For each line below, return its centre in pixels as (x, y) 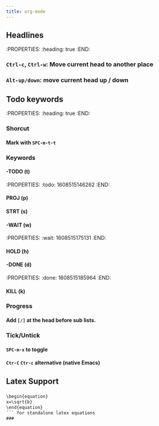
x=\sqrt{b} (19, 402)
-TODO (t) (18, 172)
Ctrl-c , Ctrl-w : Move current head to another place (80, 64)
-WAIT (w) (19, 225)
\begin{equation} (27, 397)
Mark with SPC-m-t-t (31, 142)
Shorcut (18, 128)
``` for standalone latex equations (51, 413)
